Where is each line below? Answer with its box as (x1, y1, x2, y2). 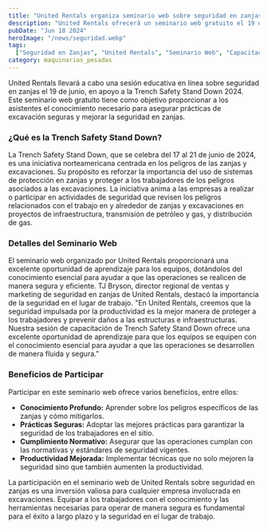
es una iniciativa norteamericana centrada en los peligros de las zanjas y (8, 159, 247, 168)
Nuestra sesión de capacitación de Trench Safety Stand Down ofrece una (8, 324, 250, 334)
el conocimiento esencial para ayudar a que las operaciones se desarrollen (8, 341, 255, 350)
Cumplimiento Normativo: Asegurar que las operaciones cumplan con (19, 436, 253, 446)
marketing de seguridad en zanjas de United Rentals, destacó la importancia (8, 290, 259, 299)
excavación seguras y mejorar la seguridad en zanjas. (8, 112, 186, 121)
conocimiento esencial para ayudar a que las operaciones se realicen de (8, 273, 246, 282)
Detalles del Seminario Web (8, 238, 117, 249)
